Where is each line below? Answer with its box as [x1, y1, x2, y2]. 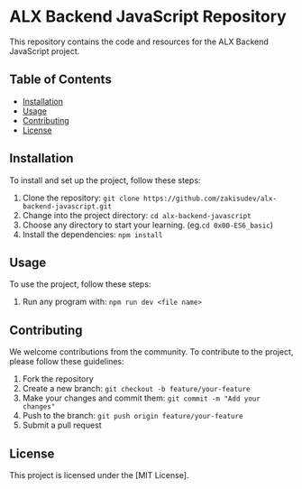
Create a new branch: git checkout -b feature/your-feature [22, 383, 251, 394]
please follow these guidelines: [9, 356, 124, 367]
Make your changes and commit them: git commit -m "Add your [22, 392, 261, 403]
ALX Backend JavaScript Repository [9, 6, 287, 27]
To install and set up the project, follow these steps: [9, 174, 201, 186]
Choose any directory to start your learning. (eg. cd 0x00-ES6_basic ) [22, 219, 273, 230]
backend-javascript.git [22, 201, 113, 211]
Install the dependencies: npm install [22, 228, 163, 240]
